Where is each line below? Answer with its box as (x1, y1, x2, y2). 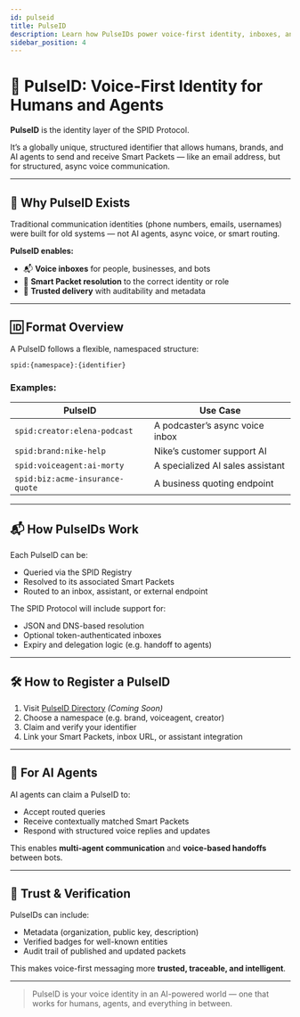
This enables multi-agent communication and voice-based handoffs (10, 842, 267, 853)
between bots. (10, 852, 63, 863)
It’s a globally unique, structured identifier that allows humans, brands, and (10, 142, 284, 152)
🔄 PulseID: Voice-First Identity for (10, 77, 264, 96)
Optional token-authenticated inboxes (22, 629, 162, 640)
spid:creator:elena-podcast (14, 426, 134, 437)
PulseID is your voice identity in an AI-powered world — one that (31, 988, 270, 999)
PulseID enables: (10, 246, 74, 256)
